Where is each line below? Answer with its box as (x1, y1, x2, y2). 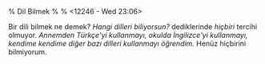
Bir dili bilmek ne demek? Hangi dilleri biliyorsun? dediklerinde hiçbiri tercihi (8, 22, 258, 31)
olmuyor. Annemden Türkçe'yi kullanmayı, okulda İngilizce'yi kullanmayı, (8, 31, 248, 40)
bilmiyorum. (8, 47, 47, 56)
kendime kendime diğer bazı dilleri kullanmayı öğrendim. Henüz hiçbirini (8, 39, 247, 48)
